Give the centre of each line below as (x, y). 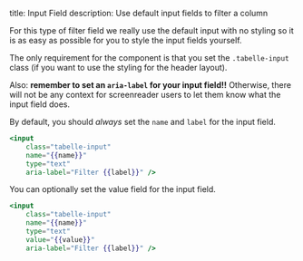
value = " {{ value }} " (60, 239)
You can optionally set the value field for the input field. (112, 189)
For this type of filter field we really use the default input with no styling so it (151, 30)
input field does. (40, 104)
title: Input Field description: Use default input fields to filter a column (139, 13)
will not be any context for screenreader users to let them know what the (145, 95)
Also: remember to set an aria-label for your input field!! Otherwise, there (151, 85)
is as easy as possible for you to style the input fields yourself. (126, 40)
